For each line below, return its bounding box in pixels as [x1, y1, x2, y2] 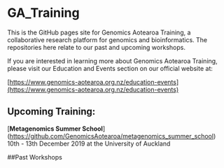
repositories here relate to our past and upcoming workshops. [7, 43, 185, 51]
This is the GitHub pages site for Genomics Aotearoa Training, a [7, 28, 191, 37]
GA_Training [7, 5, 80, 21]
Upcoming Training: [7, 105, 96, 117]
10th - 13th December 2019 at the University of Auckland [7, 139, 171, 148]
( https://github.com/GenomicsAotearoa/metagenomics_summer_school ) [7, 131, 216, 140]
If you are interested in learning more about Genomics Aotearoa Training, [7, 56, 218, 65]
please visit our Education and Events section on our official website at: [7, 64, 213, 72]
